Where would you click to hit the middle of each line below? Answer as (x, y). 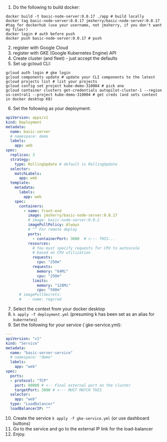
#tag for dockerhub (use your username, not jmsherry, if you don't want (84, 25)
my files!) (17, 30)
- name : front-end (43, 211)
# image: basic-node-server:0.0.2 (64, 220)
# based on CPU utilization (62, 253)
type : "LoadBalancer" (33, 404)
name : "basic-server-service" (41, 353)
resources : (39, 243)
